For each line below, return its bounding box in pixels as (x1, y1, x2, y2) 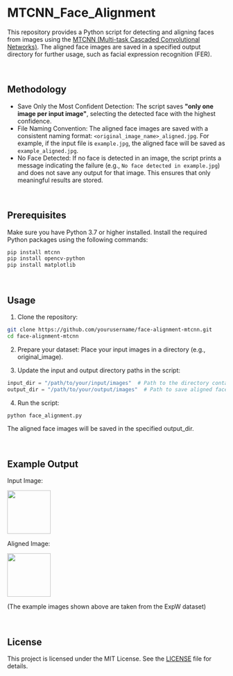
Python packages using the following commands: (7, 235, 148, 244)
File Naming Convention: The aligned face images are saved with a (17, 124, 209, 133)
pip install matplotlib (7, 262, 76, 269)
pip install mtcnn (7, 249, 60, 256)
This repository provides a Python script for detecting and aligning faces (7, 28, 214, 36)
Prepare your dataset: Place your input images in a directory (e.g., (17, 345, 206, 354)
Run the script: (17, 398, 60, 407)
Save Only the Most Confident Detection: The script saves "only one (17, 102, 214, 110)
